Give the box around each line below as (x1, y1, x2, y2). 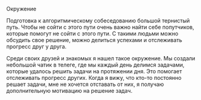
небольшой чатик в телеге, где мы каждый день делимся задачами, (6, 61, 185, 68)
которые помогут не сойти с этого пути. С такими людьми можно (6, 30, 178, 37)
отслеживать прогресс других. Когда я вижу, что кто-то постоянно (6, 74, 182, 81)
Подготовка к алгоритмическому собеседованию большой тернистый (6, 17, 190, 24)
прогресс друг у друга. (6, 43, 67, 50)
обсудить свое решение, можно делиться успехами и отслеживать (6, 37, 183, 43)
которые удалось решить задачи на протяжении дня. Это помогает (6, 68, 183, 75)
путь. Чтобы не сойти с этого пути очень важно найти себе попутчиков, (6, 24, 195, 30)
